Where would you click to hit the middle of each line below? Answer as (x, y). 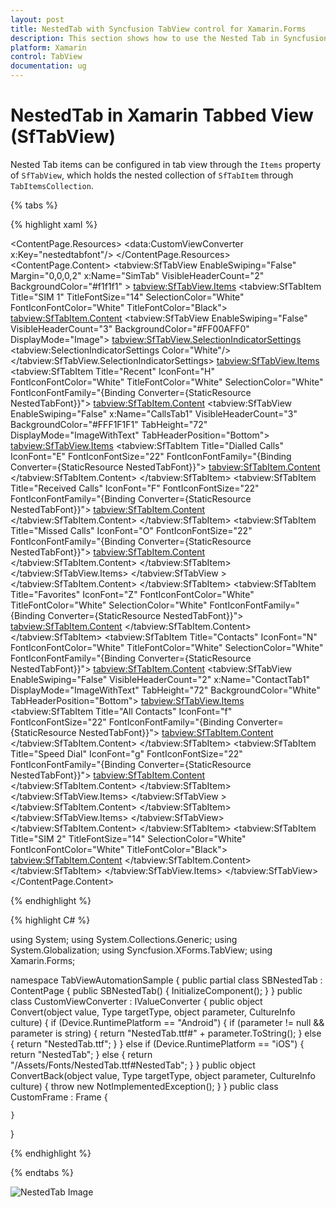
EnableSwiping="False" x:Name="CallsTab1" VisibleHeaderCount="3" (154, 413)
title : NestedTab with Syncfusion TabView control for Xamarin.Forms (158, 29)
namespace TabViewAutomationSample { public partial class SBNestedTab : (166, 980)
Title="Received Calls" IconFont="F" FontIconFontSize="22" (135, 488)
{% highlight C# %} (50, 920)
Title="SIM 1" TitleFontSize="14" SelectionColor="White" (127, 297)
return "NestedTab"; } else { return (81, 1054)
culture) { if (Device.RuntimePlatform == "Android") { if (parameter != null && (167, 1022)
